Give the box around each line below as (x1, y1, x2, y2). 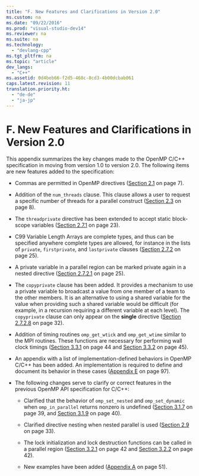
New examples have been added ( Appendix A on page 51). (23, 463, 168, 470)
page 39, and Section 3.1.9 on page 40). (23, 409, 122, 416)
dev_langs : (6, 64, 33, 70)
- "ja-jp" (11, 97, 36, 103)
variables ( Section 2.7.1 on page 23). (31, 221, 121, 228)
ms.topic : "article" (6, 58, 58, 64)
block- (172, 215, 188, 222)
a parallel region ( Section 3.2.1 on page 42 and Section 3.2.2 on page (23, 445, 193, 452)
